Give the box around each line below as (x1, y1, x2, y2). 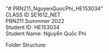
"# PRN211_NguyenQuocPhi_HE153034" (5, 5, 104, 12)
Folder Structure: (5, 41, 47, 48)
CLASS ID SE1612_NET (5, 11, 61, 18)
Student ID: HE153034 (5, 24, 60, 31)
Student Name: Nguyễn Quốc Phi (5, 30, 86, 37)
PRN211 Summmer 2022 (5, 18, 65, 24)
